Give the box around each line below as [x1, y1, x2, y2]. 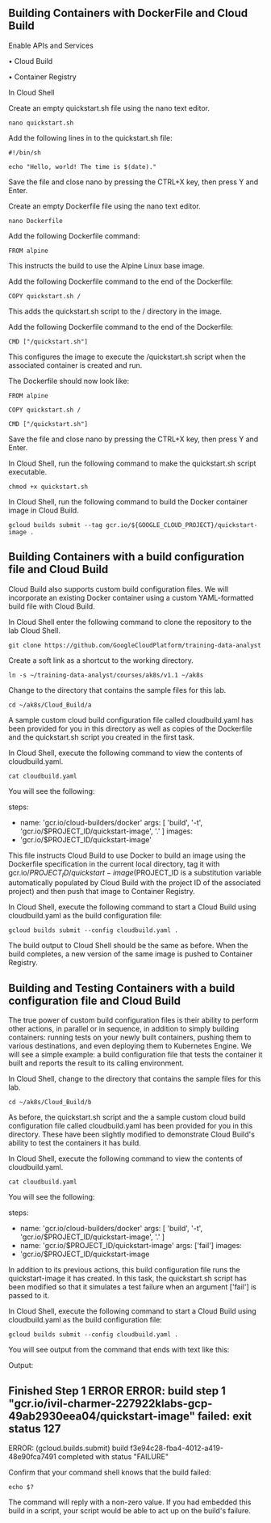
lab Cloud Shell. [8, 626, 60, 635]
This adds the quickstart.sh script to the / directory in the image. [8, 306, 222, 316]
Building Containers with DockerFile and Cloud [8, 6, 248, 20]
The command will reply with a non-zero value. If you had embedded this [8, 1497, 252, 1507]
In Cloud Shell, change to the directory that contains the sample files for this [8, 1074, 261, 1084]
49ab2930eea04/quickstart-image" [8, 1409, 196, 1423]
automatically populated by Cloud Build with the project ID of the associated [8, 878, 261, 888]
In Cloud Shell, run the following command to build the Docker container [8, 496, 248, 506]
